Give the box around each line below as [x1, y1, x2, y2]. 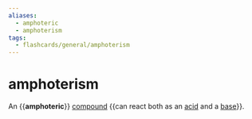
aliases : [8, 11, 37, 20]
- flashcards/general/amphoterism [15, 41, 130, 49]
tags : [8, 33, 26, 42]
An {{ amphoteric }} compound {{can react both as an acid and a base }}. [8, 102, 245, 111]
